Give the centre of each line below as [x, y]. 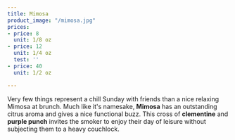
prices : [19, 27]
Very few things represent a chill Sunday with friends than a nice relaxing [113, 98]
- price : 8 [23, 33]
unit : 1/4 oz [33, 53]
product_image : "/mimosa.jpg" [52, 20]
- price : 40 [25, 66]
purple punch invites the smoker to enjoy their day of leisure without [107, 121]
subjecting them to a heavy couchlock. [63, 129]
